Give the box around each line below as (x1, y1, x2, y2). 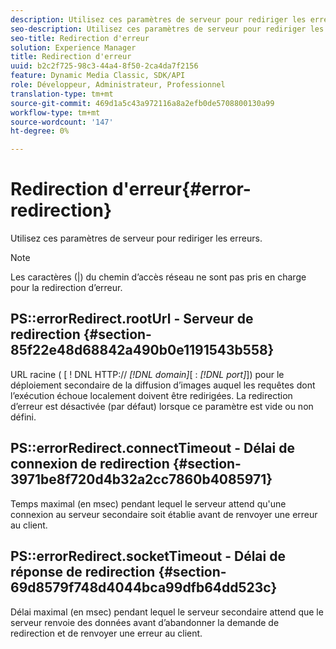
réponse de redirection (10, 564, 156, 581)
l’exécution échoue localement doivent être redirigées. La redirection (10, 389, 293, 401)
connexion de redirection (10, 456, 170, 473)
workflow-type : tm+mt (10, 107, 101, 118)
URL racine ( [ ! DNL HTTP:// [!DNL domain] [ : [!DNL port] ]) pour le (10, 368, 285, 380)
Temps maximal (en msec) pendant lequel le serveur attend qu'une (10, 497, 287, 510)
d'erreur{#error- (111, 178, 252, 201)
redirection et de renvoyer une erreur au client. (10, 627, 203, 639)
